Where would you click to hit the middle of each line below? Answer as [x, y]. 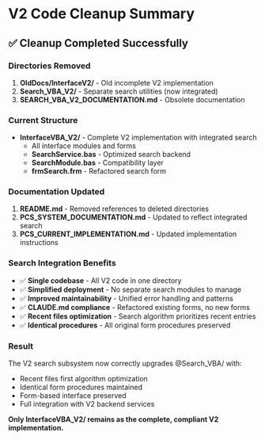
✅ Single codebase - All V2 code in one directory [100, 280]
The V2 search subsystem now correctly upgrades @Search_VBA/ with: [125, 363]
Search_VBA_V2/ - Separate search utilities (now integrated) [119, 91]
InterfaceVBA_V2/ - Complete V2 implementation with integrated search [138, 138]
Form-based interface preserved [73, 396]
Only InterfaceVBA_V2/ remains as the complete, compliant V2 [114, 419]
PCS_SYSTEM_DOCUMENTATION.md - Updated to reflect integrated [133, 217]
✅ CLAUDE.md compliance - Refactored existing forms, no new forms [135, 307]
